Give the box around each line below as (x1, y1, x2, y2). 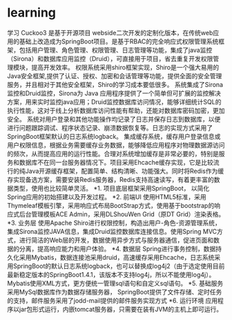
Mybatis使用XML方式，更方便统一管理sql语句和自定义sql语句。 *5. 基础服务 (7, 279, 224, 288)
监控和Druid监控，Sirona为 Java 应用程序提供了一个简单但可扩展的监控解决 (7, 88, 221, 97)
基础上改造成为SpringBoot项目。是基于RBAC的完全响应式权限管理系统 (19, 37, 219, 46)
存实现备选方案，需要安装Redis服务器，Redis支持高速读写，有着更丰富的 (7, 175, 214, 184)
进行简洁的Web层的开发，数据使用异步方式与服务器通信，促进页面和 (19, 236, 214, 244)
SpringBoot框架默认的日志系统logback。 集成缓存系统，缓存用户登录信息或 (7, 132, 221, 140)
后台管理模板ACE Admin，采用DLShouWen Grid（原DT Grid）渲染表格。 (19, 209, 225, 218)
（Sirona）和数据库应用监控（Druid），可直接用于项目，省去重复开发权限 (7, 54, 213, 63)
